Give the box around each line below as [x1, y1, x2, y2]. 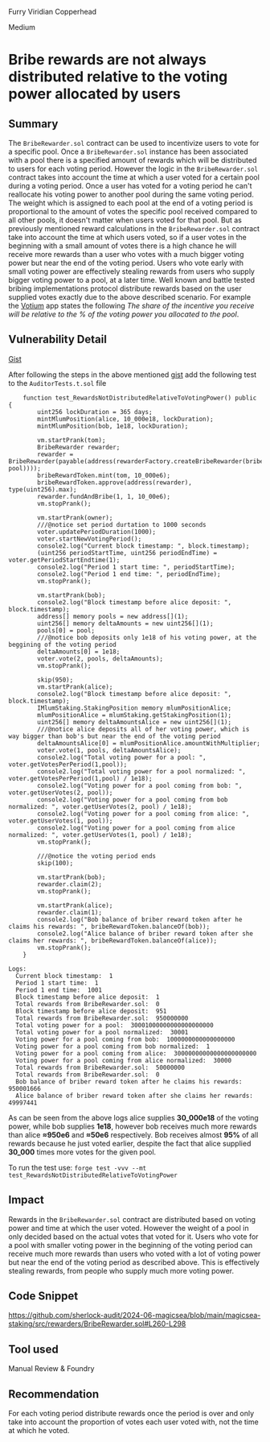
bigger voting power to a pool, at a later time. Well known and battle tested [8, 276, 256, 284]
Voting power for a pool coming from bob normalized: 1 [15, 1042, 211, 1050]
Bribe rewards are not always [8, 51, 207, 69]
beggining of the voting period [8, 640, 117, 648]
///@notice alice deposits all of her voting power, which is [37, 725, 250, 733]
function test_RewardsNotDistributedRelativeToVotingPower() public [22, 394, 257, 402]
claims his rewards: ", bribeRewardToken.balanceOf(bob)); [8, 922, 211, 930]
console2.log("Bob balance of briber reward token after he [37, 915, 243, 923]
